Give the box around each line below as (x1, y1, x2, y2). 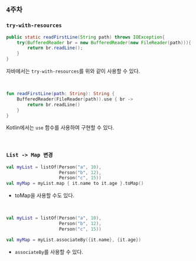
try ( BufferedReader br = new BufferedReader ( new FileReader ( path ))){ (17, 40, 192, 45)
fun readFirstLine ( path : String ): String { (6, 91, 115, 97)
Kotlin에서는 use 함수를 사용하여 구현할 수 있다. (6, 124, 115, 131)
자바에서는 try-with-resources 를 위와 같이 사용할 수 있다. (6, 67, 141, 75)
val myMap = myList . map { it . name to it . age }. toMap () (6, 181, 144, 187)
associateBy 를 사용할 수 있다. (14, 248, 84, 255)
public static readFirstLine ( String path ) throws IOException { (6, 34, 165, 40)
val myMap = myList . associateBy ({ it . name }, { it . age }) (6, 237, 142, 243)
